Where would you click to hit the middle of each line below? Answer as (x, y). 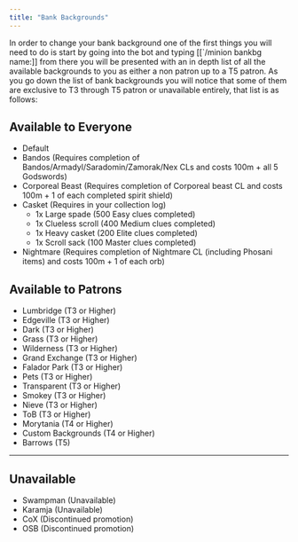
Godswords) (45, 177)
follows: (24, 99)
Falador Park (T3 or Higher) (72, 367)
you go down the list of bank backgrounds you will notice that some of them (148, 80)
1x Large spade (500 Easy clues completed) (115, 215)
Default (35, 148)
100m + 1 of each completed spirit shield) (97, 195)
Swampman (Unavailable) (69, 500)
